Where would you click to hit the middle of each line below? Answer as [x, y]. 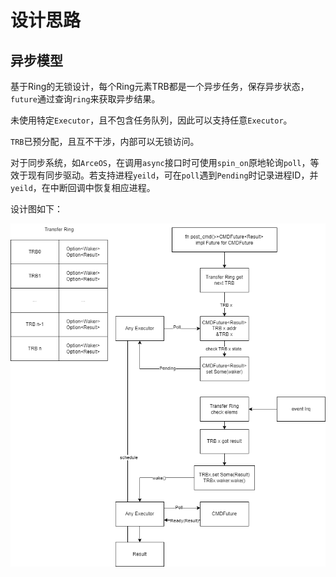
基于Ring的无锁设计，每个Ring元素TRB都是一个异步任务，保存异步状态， [160, 86]
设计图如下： [36, 209]
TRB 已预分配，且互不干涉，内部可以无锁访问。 [105, 141]
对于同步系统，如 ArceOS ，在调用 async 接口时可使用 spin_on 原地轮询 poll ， [160, 162]
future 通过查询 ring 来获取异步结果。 [85, 99]
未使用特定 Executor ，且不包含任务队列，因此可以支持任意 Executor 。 [151, 120]
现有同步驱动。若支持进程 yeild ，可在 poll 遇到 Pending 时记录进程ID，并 [173, 175]
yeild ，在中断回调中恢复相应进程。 [83, 187]
